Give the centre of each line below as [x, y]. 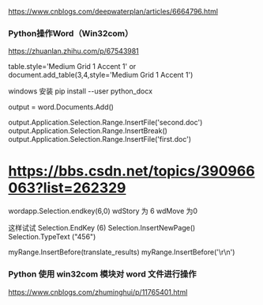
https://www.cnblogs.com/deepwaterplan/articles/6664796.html [113, 11]
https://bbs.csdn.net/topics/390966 [131, 172]
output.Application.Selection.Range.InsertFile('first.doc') [100, 139]
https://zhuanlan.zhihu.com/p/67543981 [74, 51]
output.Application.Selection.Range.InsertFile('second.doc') [105, 123]
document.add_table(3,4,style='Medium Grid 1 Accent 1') [101, 75]
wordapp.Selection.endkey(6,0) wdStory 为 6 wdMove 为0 [103, 211]
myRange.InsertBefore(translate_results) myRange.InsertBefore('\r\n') [122, 252]
